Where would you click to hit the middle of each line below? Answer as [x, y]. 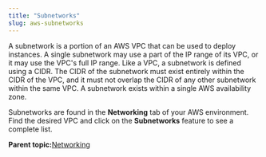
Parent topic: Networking [49, 144]
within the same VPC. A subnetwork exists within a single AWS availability [130, 88]
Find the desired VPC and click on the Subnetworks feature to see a [121, 120]
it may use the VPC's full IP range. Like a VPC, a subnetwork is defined [125, 63]
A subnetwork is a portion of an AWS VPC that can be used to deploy [122, 45]
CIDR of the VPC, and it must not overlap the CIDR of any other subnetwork [132, 80]
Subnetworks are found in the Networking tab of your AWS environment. [129, 112]
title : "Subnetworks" [44, 16]
